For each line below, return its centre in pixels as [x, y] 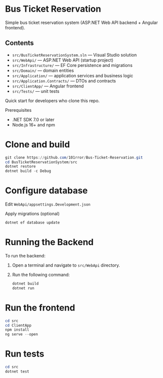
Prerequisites [18, 110]
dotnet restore [20, 167]
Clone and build [38, 144]
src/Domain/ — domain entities [43, 70]
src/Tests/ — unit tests [36, 91]
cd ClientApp [18, 325]
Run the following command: [41, 274]
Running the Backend [49, 242]
